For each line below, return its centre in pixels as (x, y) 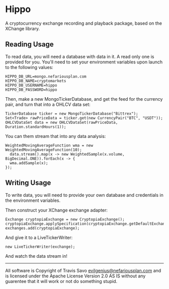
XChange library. (23, 28)
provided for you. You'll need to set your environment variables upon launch (84, 62)
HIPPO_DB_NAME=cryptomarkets (36, 81)
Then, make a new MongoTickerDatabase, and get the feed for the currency (84, 99)
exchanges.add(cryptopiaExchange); (43, 228)
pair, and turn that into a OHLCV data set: (48, 104)
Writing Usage (28, 183)
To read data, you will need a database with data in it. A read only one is (80, 56)
